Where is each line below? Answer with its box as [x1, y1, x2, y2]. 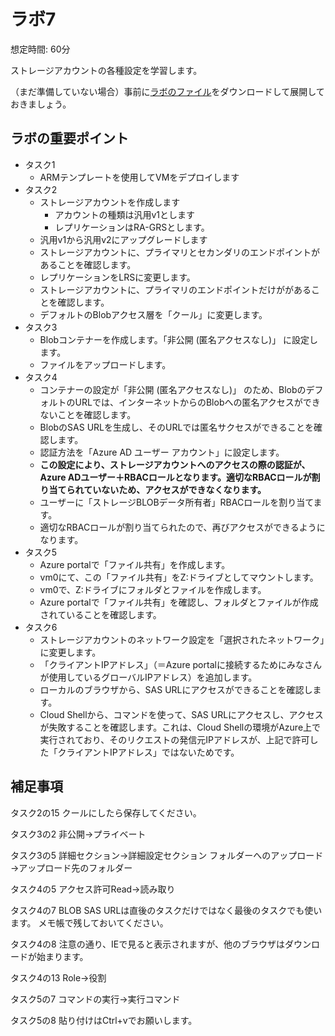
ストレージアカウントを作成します [39, 196, 181, 208]
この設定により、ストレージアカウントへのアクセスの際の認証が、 [39, 458, 311, 470]
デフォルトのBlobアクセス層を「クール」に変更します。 [39, 308, 268, 320]
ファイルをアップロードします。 [39, 358, 172, 370]
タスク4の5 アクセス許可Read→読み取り [10, 883, 176, 895]
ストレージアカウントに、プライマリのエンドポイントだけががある [39, 283, 312, 295]
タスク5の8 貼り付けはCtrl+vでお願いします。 [10, 1014, 198, 1026]
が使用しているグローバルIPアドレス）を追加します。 [39, 671, 258, 683]
